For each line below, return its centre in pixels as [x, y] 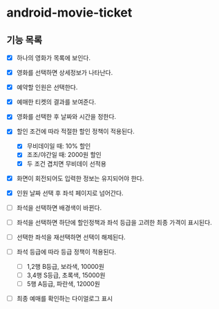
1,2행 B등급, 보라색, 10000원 [66, 266]
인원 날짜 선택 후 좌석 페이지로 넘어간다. [70, 193]
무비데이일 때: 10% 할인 [59, 146]
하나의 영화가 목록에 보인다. [54, 58]
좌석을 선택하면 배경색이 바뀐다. [59, 207]
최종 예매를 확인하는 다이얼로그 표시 [65, 299]
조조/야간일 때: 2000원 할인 [64, 155]
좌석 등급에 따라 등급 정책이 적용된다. [66, 252]
